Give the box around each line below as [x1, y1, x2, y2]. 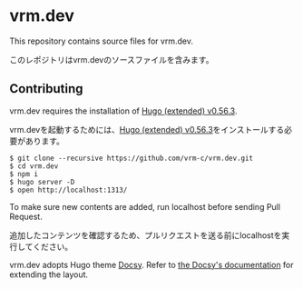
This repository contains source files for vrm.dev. [9, 35, 193, 46]
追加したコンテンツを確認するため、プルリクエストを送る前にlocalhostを [9, 229, 282, 241]
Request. [9, 211, 43, 222]
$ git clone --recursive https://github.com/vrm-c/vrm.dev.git [9, 154, 254, 163]
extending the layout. [9, 269, 89, 280]
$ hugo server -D [9, 177, 75, 186]
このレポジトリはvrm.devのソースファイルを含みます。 [9, 54, 214, 65]
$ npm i [9, 169, 39, 178]
